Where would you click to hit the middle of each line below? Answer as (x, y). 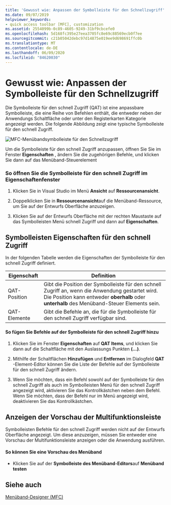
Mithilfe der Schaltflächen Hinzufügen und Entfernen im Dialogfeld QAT (88, 358)
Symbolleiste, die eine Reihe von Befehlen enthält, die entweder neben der (83, 113)
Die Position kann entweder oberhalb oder (94, 297)
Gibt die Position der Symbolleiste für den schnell (102, 284)
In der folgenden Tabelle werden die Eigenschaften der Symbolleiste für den (85, 258)
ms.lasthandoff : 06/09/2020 (35, 53)
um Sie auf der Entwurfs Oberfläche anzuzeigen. (64, 206)
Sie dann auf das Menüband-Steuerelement (51, 160)
